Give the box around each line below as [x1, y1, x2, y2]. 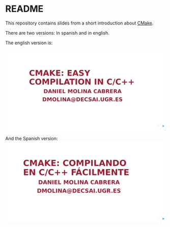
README [5, 3, 44, 15]
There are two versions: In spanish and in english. [5, 30, 109, 36]
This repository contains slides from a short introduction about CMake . [5, 20, 154, 26]
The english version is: [5, 39, 53, 46]
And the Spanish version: [5, 136, 58, 142]
